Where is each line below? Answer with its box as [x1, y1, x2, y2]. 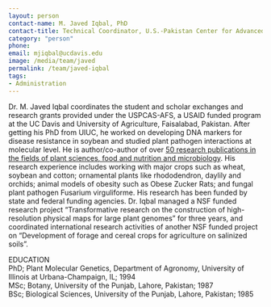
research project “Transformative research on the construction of [8, 204, 226, 214]
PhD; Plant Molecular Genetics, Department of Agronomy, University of [8, 263, 244, 273]
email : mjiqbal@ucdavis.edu [8, 49, 103, 57]
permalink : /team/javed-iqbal [8, 65, 110, 73]
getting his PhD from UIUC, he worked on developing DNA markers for [8, 127, 243, 137]
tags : [8, 72, 27, 80]
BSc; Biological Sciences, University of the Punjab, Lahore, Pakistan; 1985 [8, 288, 254, 299]
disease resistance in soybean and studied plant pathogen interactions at [8, 136, 252, 145]
